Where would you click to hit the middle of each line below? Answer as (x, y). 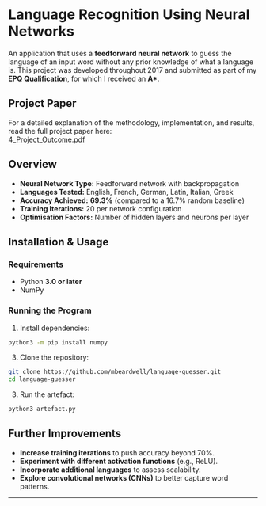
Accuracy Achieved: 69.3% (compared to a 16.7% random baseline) (132, 200)
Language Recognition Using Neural (129, 15)
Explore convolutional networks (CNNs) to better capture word (124, 477)
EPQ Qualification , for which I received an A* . (84, 78)
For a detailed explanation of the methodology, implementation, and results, (131, 122)
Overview (33, 164)
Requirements (36, 264)
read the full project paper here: (60, 131)
